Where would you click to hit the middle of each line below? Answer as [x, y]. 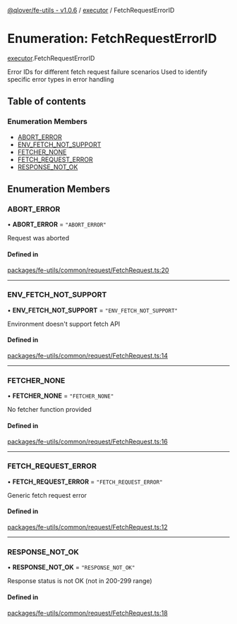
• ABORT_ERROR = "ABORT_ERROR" [57, 224]
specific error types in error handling [61, 79]
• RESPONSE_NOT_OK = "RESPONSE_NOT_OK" [71, 568]
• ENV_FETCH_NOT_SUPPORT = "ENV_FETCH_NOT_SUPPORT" [93, 310]
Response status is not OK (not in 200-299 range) [80, 581]
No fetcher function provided [49, 410]
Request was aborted [38, 238]
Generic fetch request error [47, 495]
